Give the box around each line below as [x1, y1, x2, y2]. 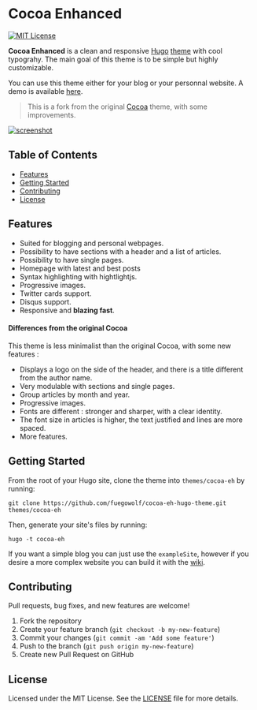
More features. [19, 432, 68, 441]
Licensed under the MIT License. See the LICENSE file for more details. [8, 693, 238, 703]
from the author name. [19, 372, 93, 383]
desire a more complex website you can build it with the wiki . [8, 557, 206, 566]
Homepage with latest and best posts [19, 263, 141, 273]
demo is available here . [8, 86, 83, 95]
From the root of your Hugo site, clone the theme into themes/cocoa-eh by [8, 475, 245, 485]
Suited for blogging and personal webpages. [19, 238, 164, 248]
